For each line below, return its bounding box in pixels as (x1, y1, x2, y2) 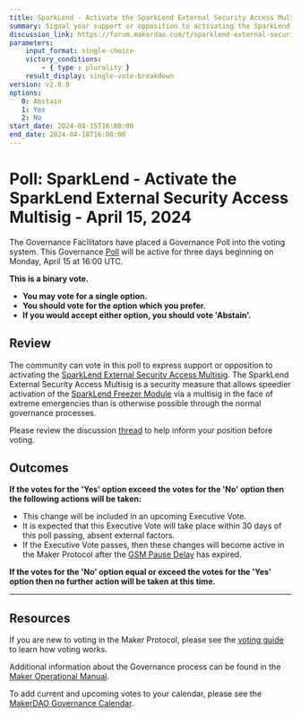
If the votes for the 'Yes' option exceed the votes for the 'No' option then (9, 484, 285, 495)
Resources (9, 610, 71, 625)
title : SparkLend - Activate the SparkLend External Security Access (9, 13, 275, 22)
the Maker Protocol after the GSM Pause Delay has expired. (21, 549, 242, 560)
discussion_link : (9, 30, 74, 39)
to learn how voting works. (9, 644, 107, 655)
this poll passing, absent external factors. (21, 530, 176, 541)
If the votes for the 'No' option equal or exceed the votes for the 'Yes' (9, 567, 271, 578)
